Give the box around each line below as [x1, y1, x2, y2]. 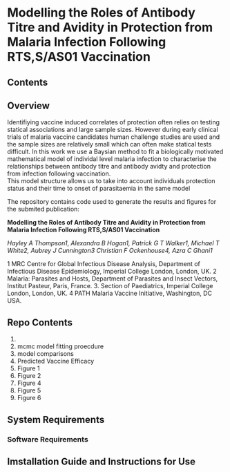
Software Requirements [7, 434, 88, 444]
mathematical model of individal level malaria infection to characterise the [7, 155, 217, 163]
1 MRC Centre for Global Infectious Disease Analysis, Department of [7, 260, 200, 268]
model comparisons [17, 350, 74, 358]
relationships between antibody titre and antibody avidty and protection [7, 162, 211, 171]
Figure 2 [17, 372, 41, 380]
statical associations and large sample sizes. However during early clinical [7, 126, 219, 134]
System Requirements [7, 413, 105, 426]
